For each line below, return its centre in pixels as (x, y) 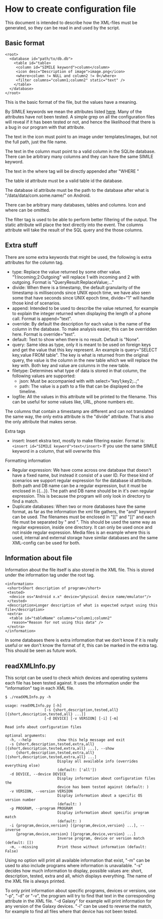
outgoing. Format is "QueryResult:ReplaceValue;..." (63, 282)
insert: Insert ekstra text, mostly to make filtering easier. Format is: (78, 440)
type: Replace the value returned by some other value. (67, 272)
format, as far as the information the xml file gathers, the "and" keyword (84, 511)
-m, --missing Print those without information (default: (78, 847)
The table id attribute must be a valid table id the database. (64, 181)
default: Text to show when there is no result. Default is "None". (76, 339)
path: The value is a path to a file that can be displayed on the (81, 386)
